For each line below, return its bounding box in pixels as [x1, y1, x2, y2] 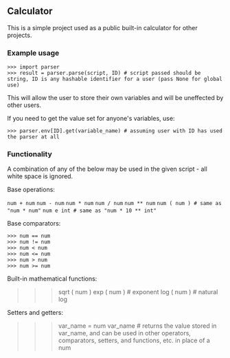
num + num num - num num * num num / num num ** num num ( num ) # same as [7, 200, 222, 207]
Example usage [7, 48, 60, 58]
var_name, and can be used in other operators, [58, 329, 191, 337]
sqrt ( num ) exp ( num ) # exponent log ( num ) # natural [58, 288, 218, 296]
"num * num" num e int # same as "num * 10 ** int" [7, 207, 157, 215]
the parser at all [7, 134, 60, 141]
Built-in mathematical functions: [7, 274, 97, 283]
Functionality [7, 150, 53, 159]
